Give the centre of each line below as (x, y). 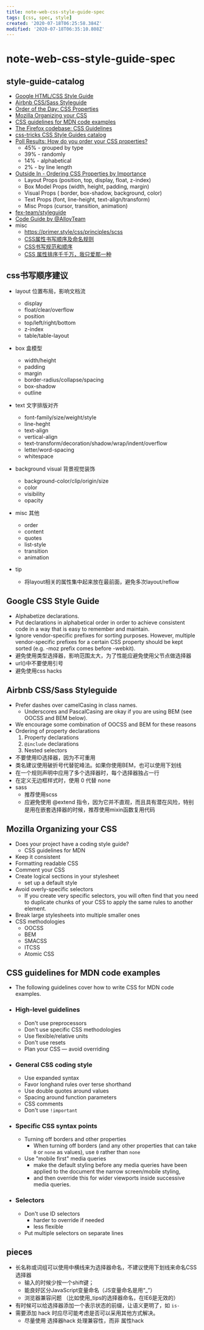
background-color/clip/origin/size (66, 481)
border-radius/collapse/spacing (64, 380)
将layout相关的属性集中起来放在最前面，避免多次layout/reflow (102, 582)
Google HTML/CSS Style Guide (54, 96)
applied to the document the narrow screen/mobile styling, (107, 1172)
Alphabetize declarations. (47, 616)
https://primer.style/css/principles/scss (73, 232)
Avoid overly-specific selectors (54, 889)
